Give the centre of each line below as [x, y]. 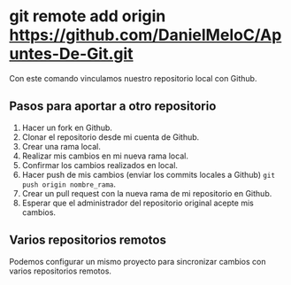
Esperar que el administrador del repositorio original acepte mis [138, 203]
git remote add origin [88, 16]
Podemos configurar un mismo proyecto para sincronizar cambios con [138, 261]
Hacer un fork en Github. [67, 127]
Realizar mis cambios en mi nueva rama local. [105, 156]
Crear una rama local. [61, 146]
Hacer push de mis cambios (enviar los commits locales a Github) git [149, 174]
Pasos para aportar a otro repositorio [113, 107]
